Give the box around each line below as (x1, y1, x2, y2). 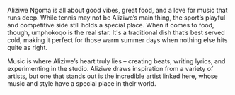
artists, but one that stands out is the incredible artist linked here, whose (7, 72, 218, 80)
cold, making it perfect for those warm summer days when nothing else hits (7, 36, 228, 44)
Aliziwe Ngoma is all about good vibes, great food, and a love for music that (7, 6, 228, 14)
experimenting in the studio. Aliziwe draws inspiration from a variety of (7, 65, 214, 72)
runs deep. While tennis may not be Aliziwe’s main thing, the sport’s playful (7, 13, 226, 22)
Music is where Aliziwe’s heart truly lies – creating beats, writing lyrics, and (7, 57, 226, 65)
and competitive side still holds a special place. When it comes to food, (7, 21, 214, 29)
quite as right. (7, 44, 48, 51)
